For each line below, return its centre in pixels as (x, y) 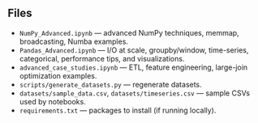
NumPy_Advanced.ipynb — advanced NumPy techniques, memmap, (129, 32)
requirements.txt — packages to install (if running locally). (118, 110)
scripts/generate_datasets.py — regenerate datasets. (110, 84)
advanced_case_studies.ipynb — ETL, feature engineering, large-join (133, 67)
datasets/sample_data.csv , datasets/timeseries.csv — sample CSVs (135, 93)
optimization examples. (58, 75)
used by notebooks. (52, 101)
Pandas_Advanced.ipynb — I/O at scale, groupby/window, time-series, (134, 50)
